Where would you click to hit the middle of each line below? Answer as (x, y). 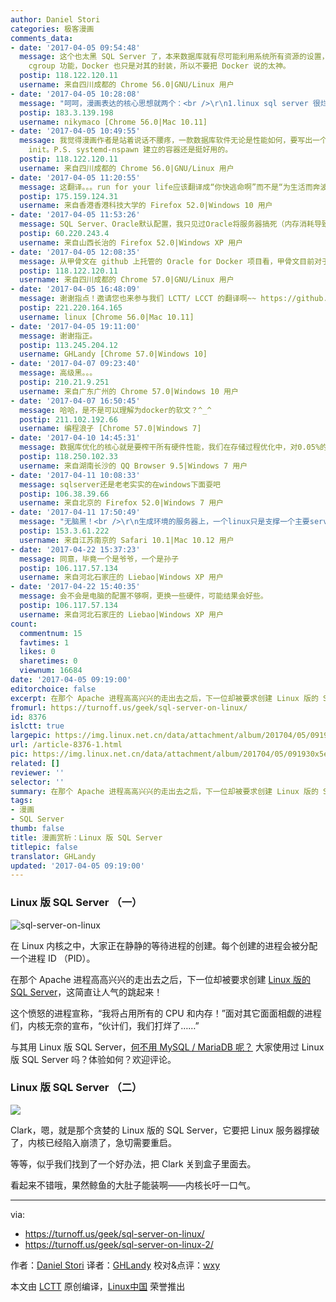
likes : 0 (37, 652)
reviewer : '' (37, 772)
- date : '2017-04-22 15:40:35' (75, 587)
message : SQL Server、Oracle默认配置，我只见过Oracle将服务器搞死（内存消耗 (167, 224)
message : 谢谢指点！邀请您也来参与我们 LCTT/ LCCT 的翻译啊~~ (138, 299)
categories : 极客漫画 (52, 29)
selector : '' (37, 782)
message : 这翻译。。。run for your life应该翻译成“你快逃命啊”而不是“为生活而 (166, 187)
